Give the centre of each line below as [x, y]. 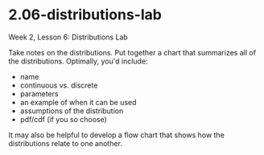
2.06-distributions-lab [85, 15]
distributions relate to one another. [66, 143]
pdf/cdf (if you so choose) [63, 119]
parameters [39, 93]
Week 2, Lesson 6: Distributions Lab [68, 37]
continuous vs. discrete [59, 85]
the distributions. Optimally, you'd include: [78, 61]
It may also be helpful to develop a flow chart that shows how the [117, 135]
